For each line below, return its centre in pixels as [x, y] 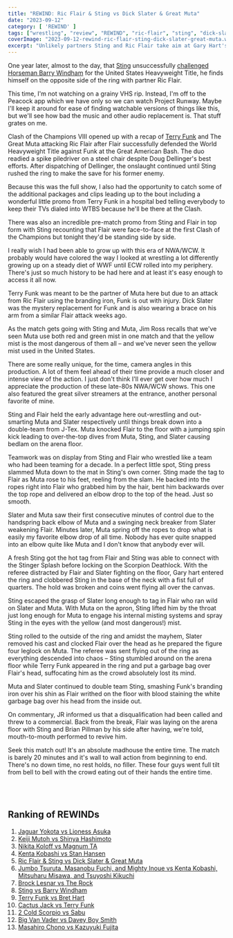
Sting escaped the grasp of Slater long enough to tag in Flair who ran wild [113, 601]
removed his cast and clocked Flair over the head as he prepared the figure [115, 644]
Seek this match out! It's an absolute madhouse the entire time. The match [114, 750]
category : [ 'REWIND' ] [42, 26]
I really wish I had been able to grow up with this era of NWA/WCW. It [106, 250]
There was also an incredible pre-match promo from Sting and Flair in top [112, 222]
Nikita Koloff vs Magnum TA [57, 846]
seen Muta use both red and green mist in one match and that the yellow [111, 336]
